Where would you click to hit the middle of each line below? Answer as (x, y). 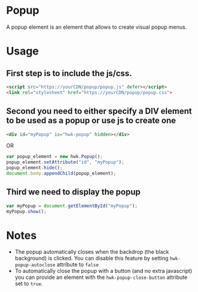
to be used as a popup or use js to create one (91, 121)
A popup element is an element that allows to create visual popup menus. (97, 27)
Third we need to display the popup (73, 192)
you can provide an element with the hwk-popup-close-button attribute (101, 277)
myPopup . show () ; (26, 211)
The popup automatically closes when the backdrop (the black (92, 252)
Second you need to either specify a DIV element (99, 111)
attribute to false (77, 264)
